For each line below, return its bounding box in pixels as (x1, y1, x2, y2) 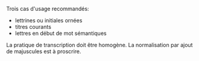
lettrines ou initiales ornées (14, 17, 83, 24)
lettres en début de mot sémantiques (14, 30, 107, 37)
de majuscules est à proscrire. (6, 48, 81, 55)
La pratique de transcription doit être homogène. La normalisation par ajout (6, 42, 193, 48)
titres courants (14, 24, 51, 30)
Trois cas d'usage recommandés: (6, 5, 89, 12)
